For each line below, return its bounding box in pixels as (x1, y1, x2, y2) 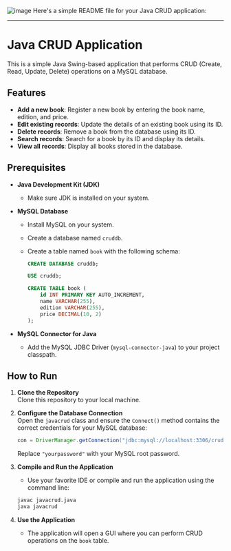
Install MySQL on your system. (27, 220, 114, 229)
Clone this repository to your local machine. (16, 396, 141, 404)
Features (7, 87, 46, 99)
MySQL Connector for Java (16, 329, 97, 337)
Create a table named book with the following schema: (27, 247, 180, 255)
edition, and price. (16, 112, 69, 121)
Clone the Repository (16, 388, 79, 397)
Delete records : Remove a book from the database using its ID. (16, 127, 196, 136)
